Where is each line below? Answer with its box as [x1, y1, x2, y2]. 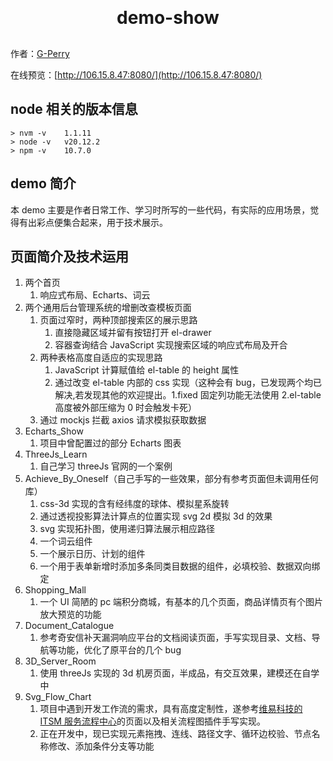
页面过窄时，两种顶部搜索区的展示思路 [39, 314, 198, 326]
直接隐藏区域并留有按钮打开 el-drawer [54, 327, 212, 339]
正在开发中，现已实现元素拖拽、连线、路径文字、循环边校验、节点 [39, 728, 312, 740]
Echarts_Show [24, 425, 84, 437]
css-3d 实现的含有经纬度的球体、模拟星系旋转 [39, 498, 230, 510]
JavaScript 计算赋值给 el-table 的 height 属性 [54, 364, 240, 376]
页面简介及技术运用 [10, 248, 129, 266]
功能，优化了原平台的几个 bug [57, 644, 182, 656]
